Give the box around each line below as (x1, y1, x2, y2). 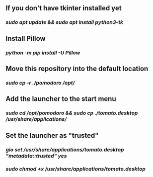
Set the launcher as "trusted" (5, 131, 99, 140)
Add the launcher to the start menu (5, 94, 116, 103)
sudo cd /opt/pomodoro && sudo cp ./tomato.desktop (5, 109, 138, 116)
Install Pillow (5, 34, 46, 43)
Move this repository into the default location (5, 65, 149, 73)
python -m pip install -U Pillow (5, 49, 80, 56)
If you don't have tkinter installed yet (5, 4, 122, 12)
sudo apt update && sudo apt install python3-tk (5, 19, 124, 26)
